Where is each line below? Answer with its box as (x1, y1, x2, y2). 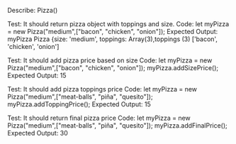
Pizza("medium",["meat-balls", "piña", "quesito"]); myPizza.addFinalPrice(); (7, 121, 228, 130)
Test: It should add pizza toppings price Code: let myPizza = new (7, 85, 197, 93)
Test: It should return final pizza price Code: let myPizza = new (7, 113, 191, 122)
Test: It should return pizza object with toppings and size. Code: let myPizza (7, 20, 230, 28)
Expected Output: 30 (7, 129, 69, 137)
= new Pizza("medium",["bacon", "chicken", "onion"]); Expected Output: (7, 28, 218, 35)
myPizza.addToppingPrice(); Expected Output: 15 (7, 100, 151, 109)
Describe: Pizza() (7, 6, 58, 14)
